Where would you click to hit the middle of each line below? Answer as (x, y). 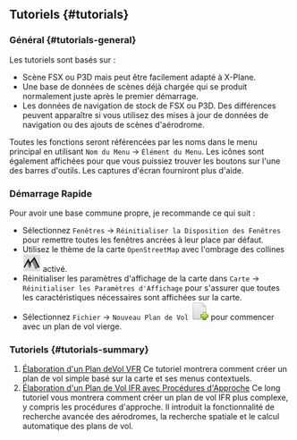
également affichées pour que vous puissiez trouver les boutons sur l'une (145, 161)
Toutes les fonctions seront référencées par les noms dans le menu (133, 141)
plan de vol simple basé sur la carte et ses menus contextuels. (137, 378)
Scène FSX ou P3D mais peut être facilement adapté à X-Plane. (139, 77)
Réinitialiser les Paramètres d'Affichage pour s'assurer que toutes (151, 288)
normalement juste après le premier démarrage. (110, 96)
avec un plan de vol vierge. (72, 326)
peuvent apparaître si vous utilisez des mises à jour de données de (145, 114)
